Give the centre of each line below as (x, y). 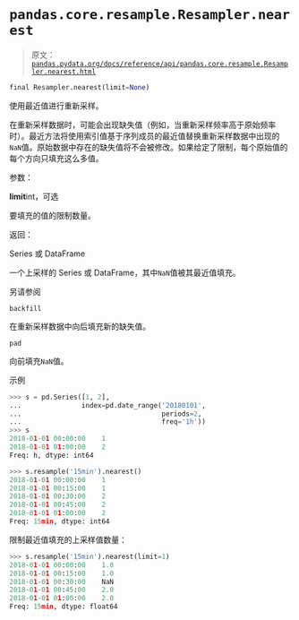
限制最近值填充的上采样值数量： (68, 539)
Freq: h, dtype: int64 (51, 455)
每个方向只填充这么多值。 (56, 158)
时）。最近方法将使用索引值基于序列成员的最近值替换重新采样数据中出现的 (145, 135)
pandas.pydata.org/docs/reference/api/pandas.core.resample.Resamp (159, 64)
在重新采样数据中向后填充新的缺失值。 (80, 326)
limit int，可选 (34, 196)
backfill (26, 308)
